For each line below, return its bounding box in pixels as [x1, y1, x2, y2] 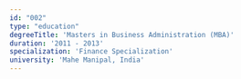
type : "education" [9, 22, 79, 31]
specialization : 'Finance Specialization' [9, 47, 173, 56]
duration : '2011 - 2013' [9, 38, 104, 48]
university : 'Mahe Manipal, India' [9, 55, 145, 64]
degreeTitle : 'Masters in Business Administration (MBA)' [9, 30, 235, 39]
